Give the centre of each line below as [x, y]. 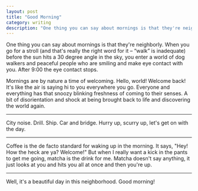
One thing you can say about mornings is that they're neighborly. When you [98, 45]
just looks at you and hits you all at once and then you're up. [79, 165]
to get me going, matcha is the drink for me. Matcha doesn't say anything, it [98, 159]
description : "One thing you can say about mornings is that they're [93, 28]
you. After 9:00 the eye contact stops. [52, 70]
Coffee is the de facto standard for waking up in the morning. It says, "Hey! [97, 146]
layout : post [22, 11]
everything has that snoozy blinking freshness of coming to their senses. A [97, 93]
